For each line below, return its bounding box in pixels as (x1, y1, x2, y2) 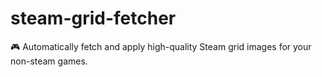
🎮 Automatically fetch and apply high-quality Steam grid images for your (10, 40, 312, 52)
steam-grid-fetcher (10, 7, 177, 30)
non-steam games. (10, 55, 88, 67)
